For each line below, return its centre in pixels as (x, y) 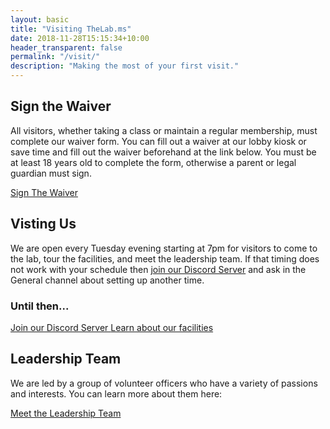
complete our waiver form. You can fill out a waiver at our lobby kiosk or (158, 141)
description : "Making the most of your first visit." (125, 66)
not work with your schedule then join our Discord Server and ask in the (158, 269)
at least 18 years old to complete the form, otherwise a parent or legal (153, 162)
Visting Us (43, 224)
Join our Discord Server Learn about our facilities (112, 327)
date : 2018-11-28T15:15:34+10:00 (80, 38)
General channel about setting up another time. (107, 280)
